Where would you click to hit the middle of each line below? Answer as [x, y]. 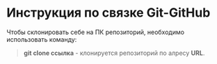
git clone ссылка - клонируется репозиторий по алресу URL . [114, 53]
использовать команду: [42, 39]
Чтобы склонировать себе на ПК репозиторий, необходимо [96, 32]
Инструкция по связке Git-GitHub [108, 13]
